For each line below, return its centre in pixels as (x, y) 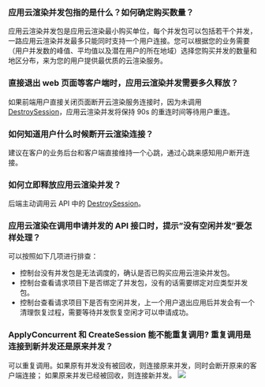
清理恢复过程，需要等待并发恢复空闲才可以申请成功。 (106, 312)
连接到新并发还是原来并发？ (61, 347)
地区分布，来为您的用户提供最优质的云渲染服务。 (88, 61)
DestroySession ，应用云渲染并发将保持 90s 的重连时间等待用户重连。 (121, 111)
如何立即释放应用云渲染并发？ (65, 184)
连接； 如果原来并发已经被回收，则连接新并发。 (99, 375)
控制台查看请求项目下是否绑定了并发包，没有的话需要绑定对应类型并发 (134, 283)
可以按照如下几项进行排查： (53, 256)
